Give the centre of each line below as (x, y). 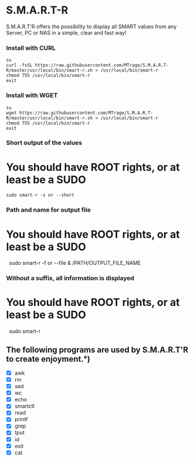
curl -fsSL (19, 65)
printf (21, 419)
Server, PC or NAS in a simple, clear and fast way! (67, 32)
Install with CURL (31, 48)
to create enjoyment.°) (48, 359)
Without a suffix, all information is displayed (70, 278)
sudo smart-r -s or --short (40, 195)
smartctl (25, 406)
